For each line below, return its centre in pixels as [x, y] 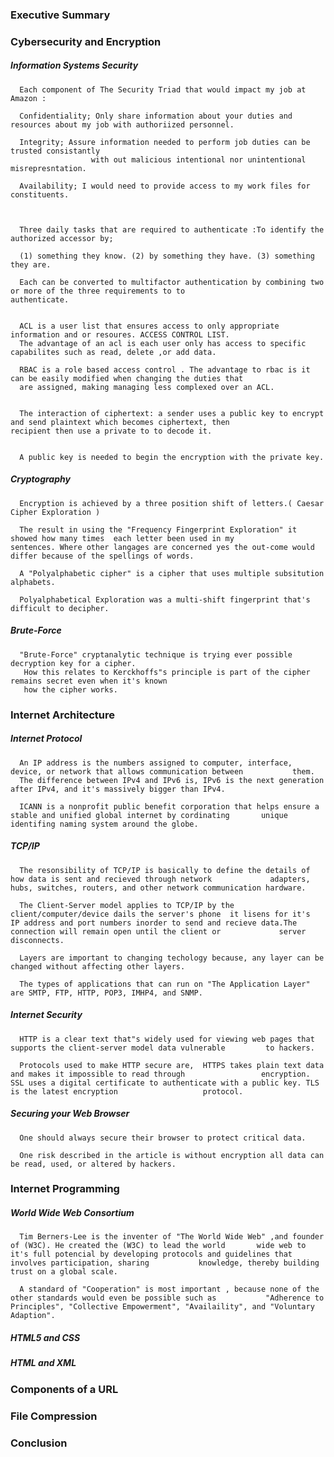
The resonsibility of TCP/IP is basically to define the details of [165, 870]
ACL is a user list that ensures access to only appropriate [149, 326]
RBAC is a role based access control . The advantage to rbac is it [165, 369]
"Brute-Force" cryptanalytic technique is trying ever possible [156, 654]
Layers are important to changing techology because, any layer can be [172, 958]
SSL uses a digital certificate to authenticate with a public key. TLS [165, 1083]
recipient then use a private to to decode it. [111, 431]
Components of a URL [64, 1389]
